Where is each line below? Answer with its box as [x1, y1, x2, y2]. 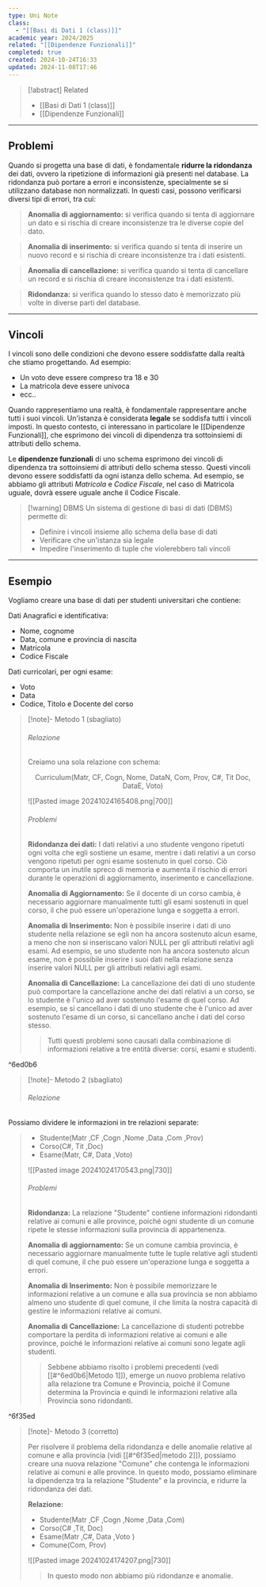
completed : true [8, 48, 62, 56]
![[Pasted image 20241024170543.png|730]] [27, 1165, 173, 1174]
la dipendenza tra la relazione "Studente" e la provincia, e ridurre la [27, 1476, 247, 1485]
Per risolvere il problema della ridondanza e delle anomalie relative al [27, 1442, 253, 1451]
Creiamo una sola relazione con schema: [27, 757, 161, 767]
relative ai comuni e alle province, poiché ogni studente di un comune [27, 1216, 255, 1226]
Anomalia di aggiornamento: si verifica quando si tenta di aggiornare [27, 209, 255, 219]
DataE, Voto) [122, 781, 164, 790]
